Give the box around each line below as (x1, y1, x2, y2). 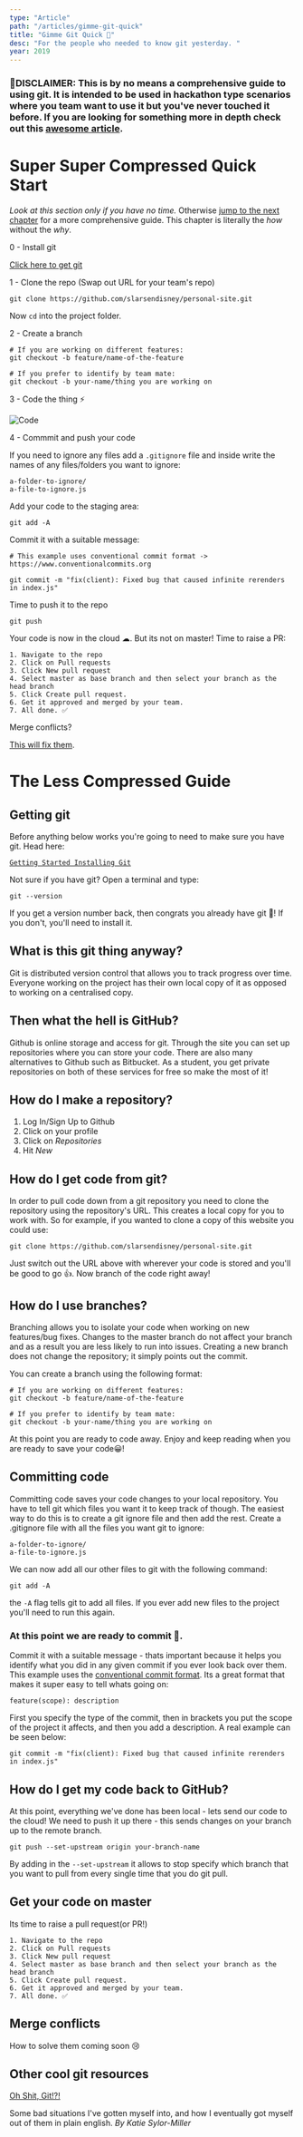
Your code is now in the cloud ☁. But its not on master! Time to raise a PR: (9, 632, 287, 644)
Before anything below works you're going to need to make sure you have (9, 831, 285, 841)
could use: (9, 1225, 49, 1236)
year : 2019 (9, 47, 51, 56)
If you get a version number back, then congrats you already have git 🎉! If (9, 908, 284, 918)
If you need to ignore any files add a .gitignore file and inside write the (9, 450, 276, 461)
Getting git (9, 807, 71, 822)
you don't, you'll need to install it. (9, 917, 133, 928)
